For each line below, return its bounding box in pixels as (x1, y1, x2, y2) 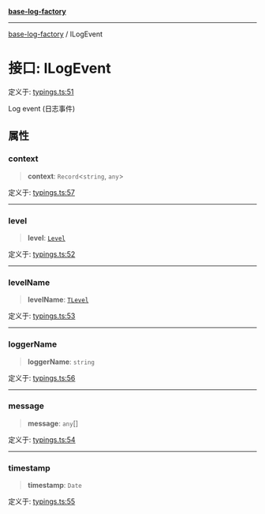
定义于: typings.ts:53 (8, 311, 76, 321)
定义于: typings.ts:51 (8, 87, 74, 96)
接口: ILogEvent (8, 59, 112, 77)
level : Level (27, 233, 65, 242)
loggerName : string (27, 357, 95, 366)
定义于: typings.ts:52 (8, 249, 76, 259)
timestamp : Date (27, 481, 83, 490)
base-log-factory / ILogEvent (8, 29, 103, 39)
